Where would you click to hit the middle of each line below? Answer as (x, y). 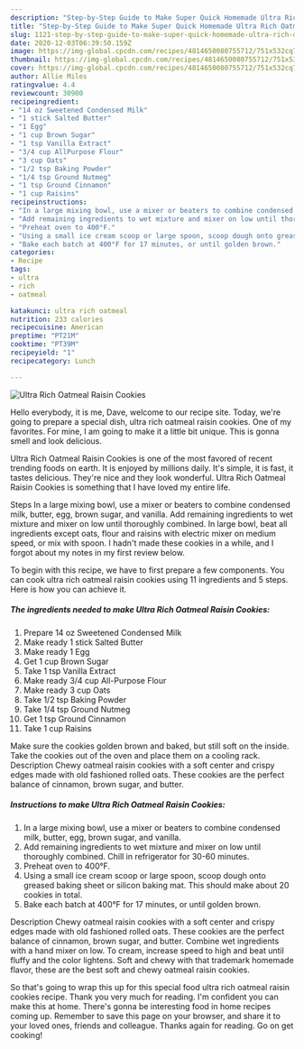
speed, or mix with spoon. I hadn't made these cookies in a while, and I (142, 543)
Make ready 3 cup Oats (67, 690)
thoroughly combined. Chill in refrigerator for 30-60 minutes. (136, 856)
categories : (32, 253)
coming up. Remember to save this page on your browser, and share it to (145, 1016)
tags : (20, 270)
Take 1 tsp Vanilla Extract (69, 671)
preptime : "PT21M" (45, 336)
